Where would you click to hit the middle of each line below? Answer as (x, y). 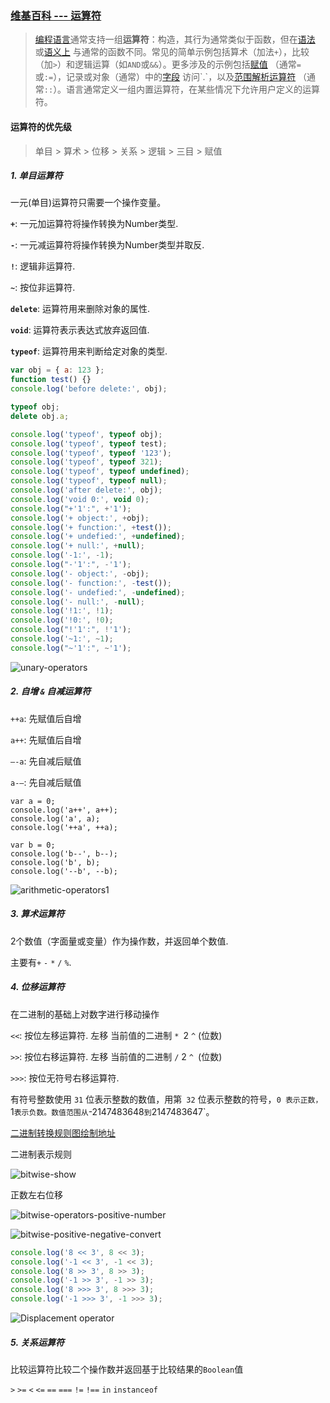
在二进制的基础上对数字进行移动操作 (85, 1014)
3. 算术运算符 (37, 914)
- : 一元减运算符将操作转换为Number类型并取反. (107, 245)
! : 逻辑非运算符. (43, 266)
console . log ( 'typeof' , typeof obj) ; (86, 434)
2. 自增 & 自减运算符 (51, 691)
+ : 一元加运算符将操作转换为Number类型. (94, 224)
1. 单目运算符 (36, 176)
